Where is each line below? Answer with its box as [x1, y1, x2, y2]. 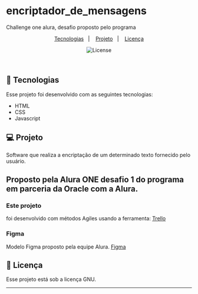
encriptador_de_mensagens [6, 4, 147, 18]
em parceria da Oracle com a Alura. [6, 184, 138, 194]
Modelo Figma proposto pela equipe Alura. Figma [6, 243, 126, 250]
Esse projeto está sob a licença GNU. [6, 276, 96, 283]
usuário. [6, 158, 27, 165]
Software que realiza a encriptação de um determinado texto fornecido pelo [6, 151, 190, 158]
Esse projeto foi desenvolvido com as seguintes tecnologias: [6, 90, 153, 98]
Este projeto [6, 201, 42, 210]
